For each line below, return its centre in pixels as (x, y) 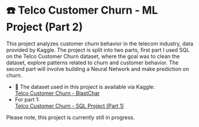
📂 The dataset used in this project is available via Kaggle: (85, 86)
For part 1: (27, 99)
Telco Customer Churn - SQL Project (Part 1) (69, 106)
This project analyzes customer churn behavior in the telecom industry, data (100, 44)
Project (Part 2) (45, 27)
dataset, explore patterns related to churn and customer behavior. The (92, 63)
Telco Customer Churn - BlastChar (57, 93)
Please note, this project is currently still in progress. (71, 117)
